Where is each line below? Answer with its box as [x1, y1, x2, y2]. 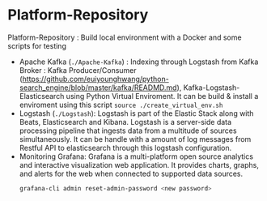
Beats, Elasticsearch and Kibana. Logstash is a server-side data [19, 117, 232, 126]
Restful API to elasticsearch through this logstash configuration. [19, 143, 232, 152]
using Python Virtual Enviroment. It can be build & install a [66, 91, 259, 100]
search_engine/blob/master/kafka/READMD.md [19, 83, 177, 92]
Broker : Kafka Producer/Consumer [19, 65, 137, 75]
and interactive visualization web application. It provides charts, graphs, [19, 160, 260, 169]
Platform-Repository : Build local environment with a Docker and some [7, 32, 242, 42]
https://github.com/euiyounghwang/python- [22, 74, 169, 83]
